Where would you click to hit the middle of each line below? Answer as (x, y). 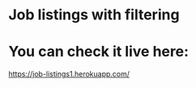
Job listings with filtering (94, 15)
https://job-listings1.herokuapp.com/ (69, 74)
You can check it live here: (98, 52)
